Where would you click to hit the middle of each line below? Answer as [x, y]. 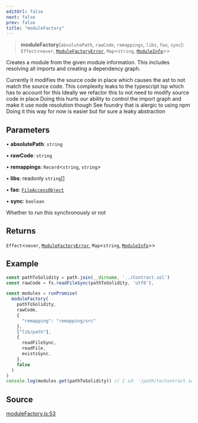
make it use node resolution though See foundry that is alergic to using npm [98, 105]
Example [22, 264]
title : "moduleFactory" [35, 28]
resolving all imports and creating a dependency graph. [73, 69]
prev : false [21, 22]
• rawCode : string [29, 156]
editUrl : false [25, 11]
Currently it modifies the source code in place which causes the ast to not [96, 80]
